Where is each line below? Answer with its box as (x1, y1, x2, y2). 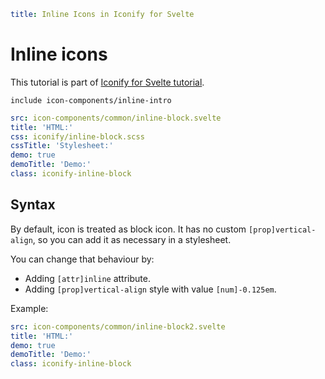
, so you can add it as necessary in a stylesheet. (32, 233, 232, 245)
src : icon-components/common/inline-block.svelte (10, 113, 222, 123)
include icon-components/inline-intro (10, 95, 172, 105)
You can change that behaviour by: (10, 253, 155, 265)
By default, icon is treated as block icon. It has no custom (10, 223, 247, 235)
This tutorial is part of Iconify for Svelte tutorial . (10, 76, 205, 88)
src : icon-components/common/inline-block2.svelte (10, 321, 226, 332)
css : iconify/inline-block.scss (10, 131, 145, 142)
